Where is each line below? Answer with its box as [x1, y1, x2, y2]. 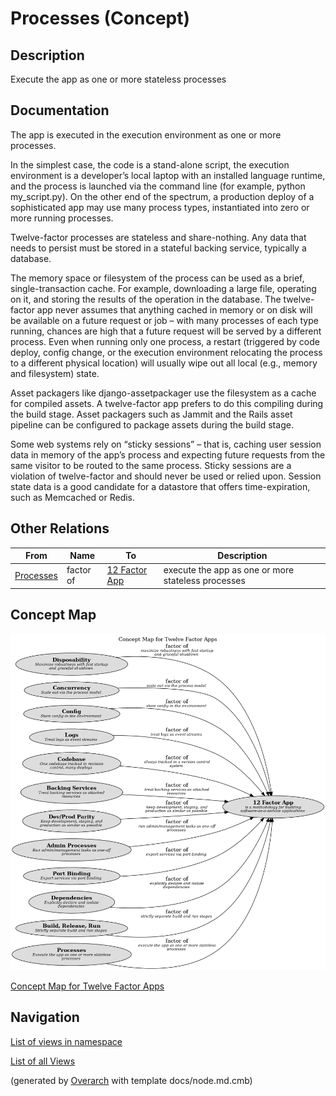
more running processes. [10, 212, 114, 224]
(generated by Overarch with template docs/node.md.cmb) [10, 1074, 253, 1086]
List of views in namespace [10, 1035, 123, 1047]
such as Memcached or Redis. [10, 491, 136, 503]
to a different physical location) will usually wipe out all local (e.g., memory [10, 357, 318, 369]
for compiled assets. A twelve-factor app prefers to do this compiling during [10, 397, 324, 409]
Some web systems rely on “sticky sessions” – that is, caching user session [10, 438, 322, 450]
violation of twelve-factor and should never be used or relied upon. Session [10, 470, 322, 482]
